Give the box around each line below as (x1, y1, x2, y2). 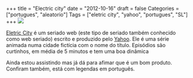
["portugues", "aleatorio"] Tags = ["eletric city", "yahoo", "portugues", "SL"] (6, 11, 188, 18)
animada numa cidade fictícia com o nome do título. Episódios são (6, 42, 166, 48)
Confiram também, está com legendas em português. (6, 65, 135, 72)
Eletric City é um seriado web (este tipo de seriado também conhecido (6, 29, 177, 36)
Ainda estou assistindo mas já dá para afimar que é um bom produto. (6, 59, 173, 66)
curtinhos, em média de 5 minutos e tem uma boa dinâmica (6, 48, 149, 55)
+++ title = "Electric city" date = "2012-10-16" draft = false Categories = (6, 5, 180, 12)
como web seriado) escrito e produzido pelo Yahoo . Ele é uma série (6, 36, 170, 42)
